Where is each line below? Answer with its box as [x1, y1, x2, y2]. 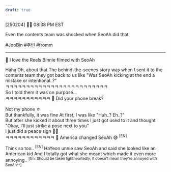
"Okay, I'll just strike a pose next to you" [5, 123, 89, 129]
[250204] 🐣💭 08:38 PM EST [5, 21, 64, 27]
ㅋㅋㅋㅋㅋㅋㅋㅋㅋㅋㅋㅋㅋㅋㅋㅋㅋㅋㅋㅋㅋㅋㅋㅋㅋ [5, 83, 108, 90]
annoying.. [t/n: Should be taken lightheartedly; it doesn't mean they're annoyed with [5, 156, 157, 163]
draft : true [5, 7, 31, 13]
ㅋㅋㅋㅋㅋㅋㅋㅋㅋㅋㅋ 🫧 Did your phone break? [5, 95, 104, 101]
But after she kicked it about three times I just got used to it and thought [5, 117, 156, 123]
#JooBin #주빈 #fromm [5, 42, 53, 48]
